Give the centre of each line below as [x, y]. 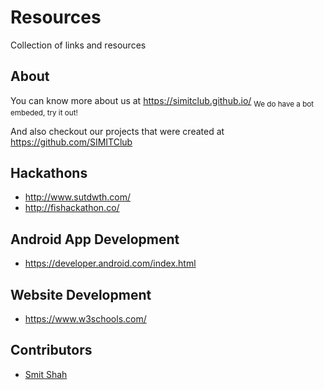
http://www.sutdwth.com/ [78, 197]
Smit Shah [46, 374]
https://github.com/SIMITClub [71, 142]
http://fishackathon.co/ [72, 208]
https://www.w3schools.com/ [85, 318]
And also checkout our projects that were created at [117, 131]
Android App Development [95, 239]
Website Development [81, 294]
